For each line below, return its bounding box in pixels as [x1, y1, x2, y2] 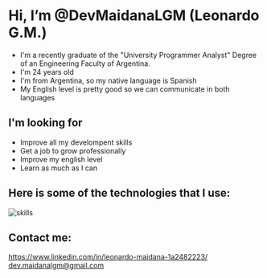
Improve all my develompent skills [19, 137, 133, 147]
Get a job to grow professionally [19, 145, 126, 155]
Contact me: [8, 231, 72, 244]
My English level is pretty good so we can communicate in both [19, 84, 231, 94]
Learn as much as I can [19, 163, 98, 173]
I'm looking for [8, 116, 83, 130]
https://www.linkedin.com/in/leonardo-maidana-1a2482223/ [8, 252, 208, 262]
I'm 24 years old [19, 67, 74, 76]
